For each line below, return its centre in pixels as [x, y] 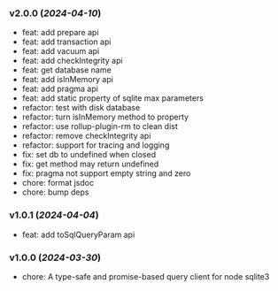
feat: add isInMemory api [67, 80]
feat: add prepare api [60, 33]
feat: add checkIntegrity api [72, 61]
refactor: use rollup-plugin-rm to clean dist [100, 126]
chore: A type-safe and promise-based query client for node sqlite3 [146, 276]
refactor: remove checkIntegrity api [86, 136]
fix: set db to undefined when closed [89, 155]
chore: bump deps [55, 192]
